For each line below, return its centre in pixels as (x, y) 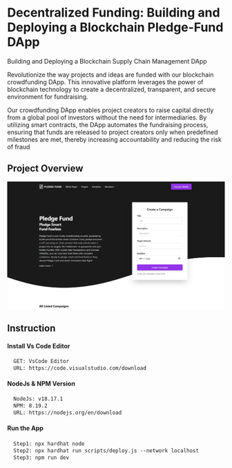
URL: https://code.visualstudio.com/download (80, 368)
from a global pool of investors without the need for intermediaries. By (107, 117)
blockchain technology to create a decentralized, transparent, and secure (112, 89)
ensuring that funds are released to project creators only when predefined (113, 132)
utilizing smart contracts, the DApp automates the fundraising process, (108, 124)
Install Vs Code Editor (39, 346)
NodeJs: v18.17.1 (38, 399)
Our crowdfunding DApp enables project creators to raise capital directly (110, 110)
